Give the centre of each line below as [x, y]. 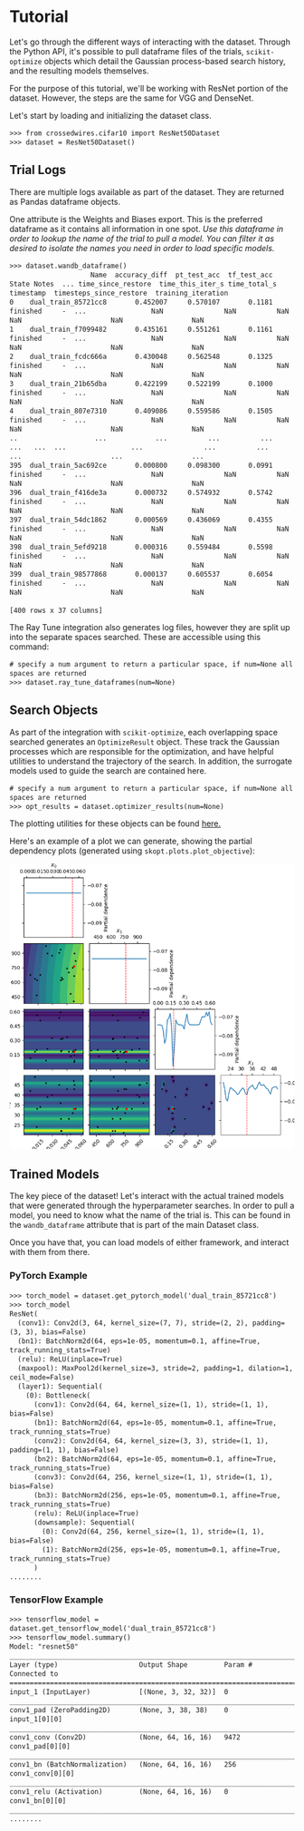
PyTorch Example [48, 1276]
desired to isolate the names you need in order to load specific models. [142, 248]
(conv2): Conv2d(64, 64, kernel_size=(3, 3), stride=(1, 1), [151, 1441]
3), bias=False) [57, 1332]
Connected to [34, 1674]
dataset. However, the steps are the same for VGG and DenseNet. [132, 98]
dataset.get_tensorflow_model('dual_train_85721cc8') [113, 1628]
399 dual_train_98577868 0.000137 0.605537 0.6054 [141, 574]
